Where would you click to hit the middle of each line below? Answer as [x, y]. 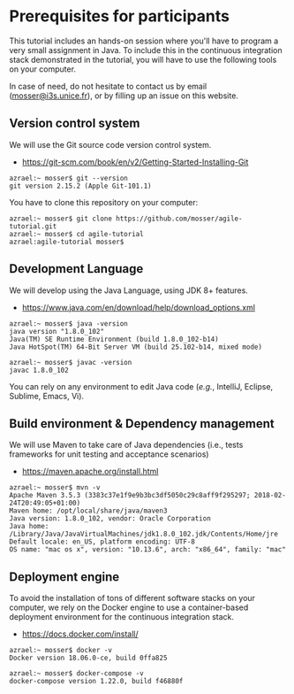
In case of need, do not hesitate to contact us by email [108, 86]
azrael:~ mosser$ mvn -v [55, 488]
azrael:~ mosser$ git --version [68, 178]
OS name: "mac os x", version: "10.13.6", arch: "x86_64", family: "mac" [148, 550]
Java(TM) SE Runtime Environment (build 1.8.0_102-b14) [114, 339]
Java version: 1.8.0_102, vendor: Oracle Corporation [110, 519]
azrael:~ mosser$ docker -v [61, 651]
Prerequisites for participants [119, 16]
